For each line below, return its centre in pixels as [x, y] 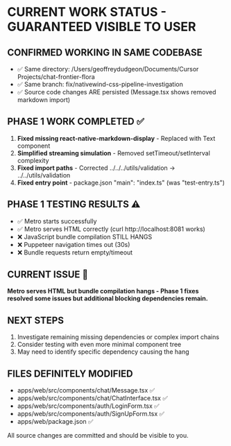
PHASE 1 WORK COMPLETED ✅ [76, 122]
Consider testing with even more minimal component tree [99, 345]
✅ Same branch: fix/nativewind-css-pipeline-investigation [100, 84]
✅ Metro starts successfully [57, 221]
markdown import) [44, 100]
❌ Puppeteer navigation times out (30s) [74, 244]
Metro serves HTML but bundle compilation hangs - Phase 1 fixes [103, 291]
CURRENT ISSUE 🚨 [48, 275]
